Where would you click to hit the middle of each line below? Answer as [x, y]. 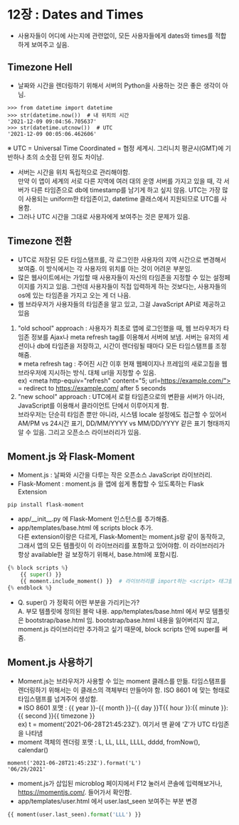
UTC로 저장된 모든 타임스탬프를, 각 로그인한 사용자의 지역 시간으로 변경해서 [122, 260]
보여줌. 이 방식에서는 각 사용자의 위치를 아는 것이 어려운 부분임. [105, 268]
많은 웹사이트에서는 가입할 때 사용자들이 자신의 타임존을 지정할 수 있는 [115, 277]
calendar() [33, 750]
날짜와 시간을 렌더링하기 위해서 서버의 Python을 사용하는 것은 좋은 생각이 [119, 85]
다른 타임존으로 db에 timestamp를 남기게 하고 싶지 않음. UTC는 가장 [126, 190]
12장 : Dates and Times [75, 15]
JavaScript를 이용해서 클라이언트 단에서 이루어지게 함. [93, 405]
